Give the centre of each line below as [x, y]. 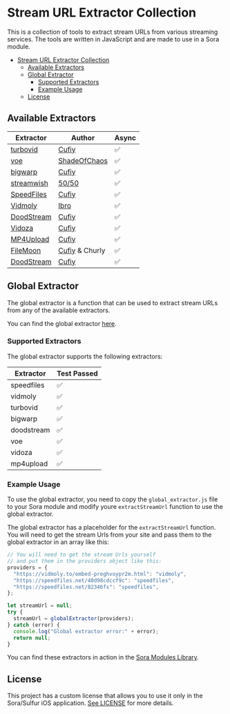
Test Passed [77, 373]
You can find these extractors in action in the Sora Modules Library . [103, 657]
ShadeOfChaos [83, 160]
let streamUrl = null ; [40, 606]
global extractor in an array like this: [58, 542]
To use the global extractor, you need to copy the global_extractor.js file [113, 499]
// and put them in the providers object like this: [85, 561]
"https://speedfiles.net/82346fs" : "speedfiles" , [86, 587]
